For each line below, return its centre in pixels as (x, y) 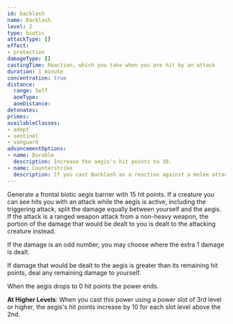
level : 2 (20, 26)
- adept (18, 129)
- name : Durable (31, 155)
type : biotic (26, 33)
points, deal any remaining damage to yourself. (74, 272)
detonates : (23, 110)
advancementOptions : (37, 149)
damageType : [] (29, 59)
